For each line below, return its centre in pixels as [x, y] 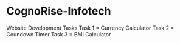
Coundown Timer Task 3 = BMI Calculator [59, 34]
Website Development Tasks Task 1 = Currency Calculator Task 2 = [90, 28]
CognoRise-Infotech [59, 11]
